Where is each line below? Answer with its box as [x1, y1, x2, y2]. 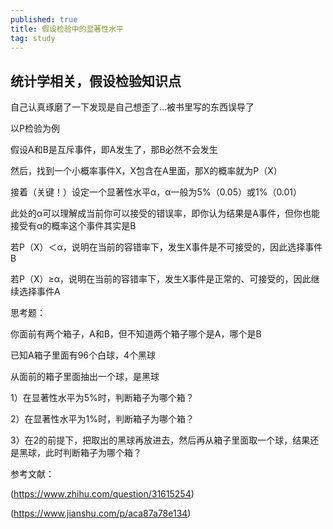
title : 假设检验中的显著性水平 [10, 24, 124, 34]
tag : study [10, 33, 56, 43]
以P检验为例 [10, 122, 60, 135]
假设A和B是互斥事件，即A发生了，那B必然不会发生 [10, 144, 218, 156]
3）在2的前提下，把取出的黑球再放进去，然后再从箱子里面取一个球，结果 [10, 434, 311, 446]
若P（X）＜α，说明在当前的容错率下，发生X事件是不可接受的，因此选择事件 [10, 241, 323, 253]
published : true [10, 14, 78, 25]
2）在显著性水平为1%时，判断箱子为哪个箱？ [10, 413, 195, 425]
